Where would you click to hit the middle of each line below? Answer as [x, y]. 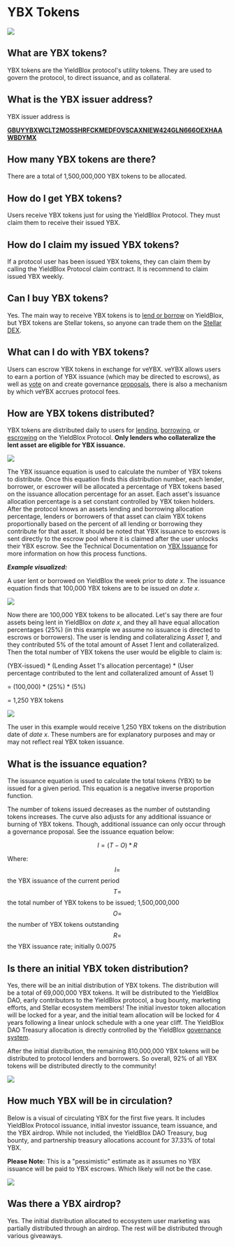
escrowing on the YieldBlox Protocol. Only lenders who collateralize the [112, 438]
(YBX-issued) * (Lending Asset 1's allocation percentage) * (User [101, 666]
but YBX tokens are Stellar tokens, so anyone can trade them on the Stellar [115, 322]
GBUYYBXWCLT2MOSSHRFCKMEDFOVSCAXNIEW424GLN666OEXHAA [115, 130]
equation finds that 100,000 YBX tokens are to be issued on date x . [104, 588]
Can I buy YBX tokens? [58, 298]
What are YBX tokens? [57, 53]
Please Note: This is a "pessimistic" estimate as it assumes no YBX [104, 1161]
